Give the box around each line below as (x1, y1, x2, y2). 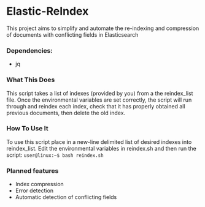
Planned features (6, 167, 59, 175)
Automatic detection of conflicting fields (15, 194, 117, 201)
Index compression (15, 181, 64, 188)
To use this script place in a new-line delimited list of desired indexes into (6, 138, 192, 145)
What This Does (6, 75, 55, 84)
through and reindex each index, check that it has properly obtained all (6, 102, 185, 110)
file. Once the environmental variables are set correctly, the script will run (6, 96, 192, 103)
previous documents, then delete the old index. (6, 109, 126, 116)
